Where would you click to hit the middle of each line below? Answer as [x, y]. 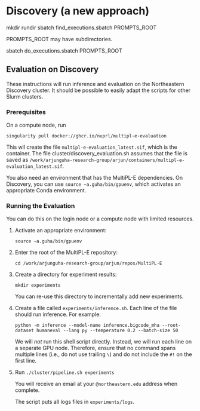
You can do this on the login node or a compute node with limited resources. [100, 219]
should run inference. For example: [58, 314]
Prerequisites [26, 112]
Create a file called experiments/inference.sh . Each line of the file [96, 308]
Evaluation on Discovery [53, 70]
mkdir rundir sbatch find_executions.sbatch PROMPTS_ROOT [81, 27]
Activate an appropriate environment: [61, 231]
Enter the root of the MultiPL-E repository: [66, 253]
